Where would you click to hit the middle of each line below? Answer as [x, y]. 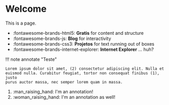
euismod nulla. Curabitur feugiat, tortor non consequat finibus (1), [82, 73]
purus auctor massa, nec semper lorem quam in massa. [64, 82]
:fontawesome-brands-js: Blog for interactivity [62, 38]
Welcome [26, 9]
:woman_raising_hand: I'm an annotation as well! [64, 97]
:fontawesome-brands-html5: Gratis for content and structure [78, 33]
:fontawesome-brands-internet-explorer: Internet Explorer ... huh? [83, 49]
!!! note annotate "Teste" [31, 59]
